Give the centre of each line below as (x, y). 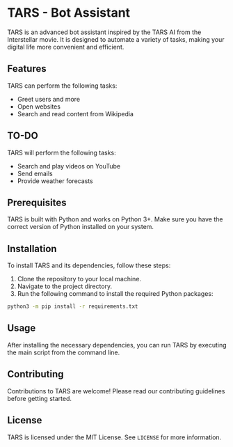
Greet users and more (49, 99)
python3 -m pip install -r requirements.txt (73, 307)
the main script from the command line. (64, 352)
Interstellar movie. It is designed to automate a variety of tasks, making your (116, 39)
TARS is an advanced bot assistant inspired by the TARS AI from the (104, 32)
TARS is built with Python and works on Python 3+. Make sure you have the (115, 219)
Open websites (39, 107)
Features (27, 69)
